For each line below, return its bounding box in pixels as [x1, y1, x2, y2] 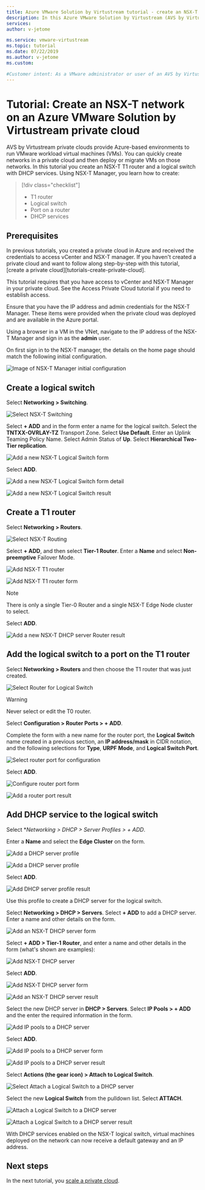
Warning [6, 696, 27, 703]
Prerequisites [6, 230, 59, 241]
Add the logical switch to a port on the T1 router [6, 649, 190, 660]
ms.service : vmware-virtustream [6, 37, 88, 43]
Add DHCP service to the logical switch [6, 810, 159, 820]
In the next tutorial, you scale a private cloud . [6, 1177, 120, 1184]
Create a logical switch [6, 382, 95, 393]
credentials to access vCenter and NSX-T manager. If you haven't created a [6, 254, 196, 261]
